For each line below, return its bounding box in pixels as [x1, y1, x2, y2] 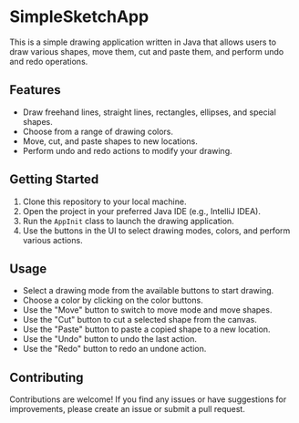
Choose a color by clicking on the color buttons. [22, 294, 203, 306]
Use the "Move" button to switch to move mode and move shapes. [22, 304, 273, 315]
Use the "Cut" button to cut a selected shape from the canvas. [22, 315, 257, 325]
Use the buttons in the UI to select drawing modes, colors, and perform [22, 225, 291, 236]
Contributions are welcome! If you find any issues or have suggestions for [9, 394, 287, 405]
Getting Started [9, 171, 99, 188]
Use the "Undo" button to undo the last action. [22, 334, 198, 345]
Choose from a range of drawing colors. [22, 126, 174, 137]
